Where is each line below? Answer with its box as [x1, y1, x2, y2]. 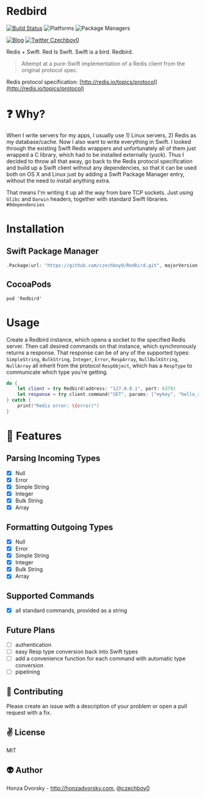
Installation [6, 222, 65, 236]
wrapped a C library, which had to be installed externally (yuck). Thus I [6, 151, 184, 158]
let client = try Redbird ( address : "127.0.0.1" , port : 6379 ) [17, 386, 176, 392]
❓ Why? [6, 107, 46, 121]
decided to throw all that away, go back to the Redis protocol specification [6, 157, 193, 165]
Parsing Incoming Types [6, 453, 101, 464]
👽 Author [6, 765, 43, 775]
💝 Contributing [6, 686, 63, 697]
